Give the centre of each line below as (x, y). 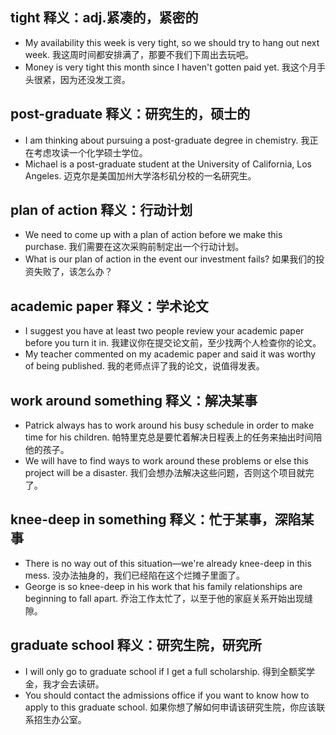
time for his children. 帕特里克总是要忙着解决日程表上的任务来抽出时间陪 (173, 437)
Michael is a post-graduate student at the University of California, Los (168, 164)
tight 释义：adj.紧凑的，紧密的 (104, 18)
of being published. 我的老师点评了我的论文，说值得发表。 (144, 366)
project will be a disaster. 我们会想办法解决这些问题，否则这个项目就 (165, 473)
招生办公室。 (60, 719)
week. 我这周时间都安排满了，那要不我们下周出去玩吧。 (139, 54)
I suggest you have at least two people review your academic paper (164, 331)
